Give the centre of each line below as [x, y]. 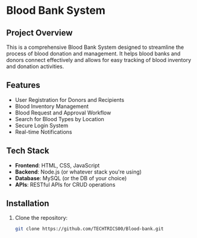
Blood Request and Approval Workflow [63, 113]
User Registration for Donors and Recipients [70, 99]
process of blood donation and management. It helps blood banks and [93, 54]
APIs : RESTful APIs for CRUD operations [65, 184]
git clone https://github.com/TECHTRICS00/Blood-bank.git [89, 229]
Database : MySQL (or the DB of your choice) [71, 178]
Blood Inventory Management [52, 106]
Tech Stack [28, 151]
